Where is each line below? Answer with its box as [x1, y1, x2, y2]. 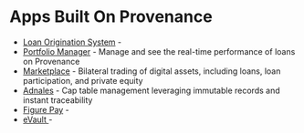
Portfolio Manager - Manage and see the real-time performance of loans [22, 46, 296, 56]
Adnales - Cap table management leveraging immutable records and [22, 85, 280, 96]
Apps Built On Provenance [9, 6, 213, 27]
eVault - [22, 114, 53, 125]
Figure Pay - [22, 104, 70, 115]
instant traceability [22, 94, 93, 106]
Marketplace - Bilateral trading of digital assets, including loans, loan [22, 66, 281, 77]
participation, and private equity [22, 75, 143, 86]
